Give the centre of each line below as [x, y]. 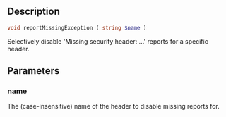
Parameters [34, 71]
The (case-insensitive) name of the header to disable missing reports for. [114, 106]
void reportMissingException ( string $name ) [77, 27]
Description [34, 12]
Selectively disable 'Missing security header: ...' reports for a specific [108, 41]
